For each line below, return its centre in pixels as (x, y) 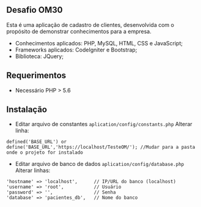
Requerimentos (36, 76)
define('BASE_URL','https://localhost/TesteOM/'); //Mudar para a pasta (101, 147)
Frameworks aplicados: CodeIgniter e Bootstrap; (76, 50)
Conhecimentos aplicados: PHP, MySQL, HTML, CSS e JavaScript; (99, 43)
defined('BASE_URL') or (37, 142)
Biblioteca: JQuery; (39, 56)
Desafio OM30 (35, 10)
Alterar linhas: (33, 170)
